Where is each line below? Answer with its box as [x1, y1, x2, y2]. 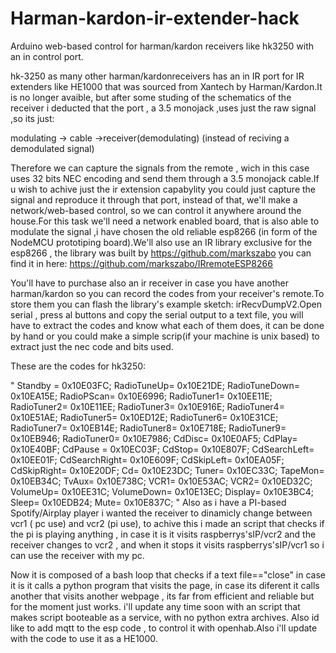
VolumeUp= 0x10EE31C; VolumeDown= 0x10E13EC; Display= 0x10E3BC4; [10, 485, 315, 497]
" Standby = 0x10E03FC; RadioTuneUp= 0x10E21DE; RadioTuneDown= [10, 379, 300, 391]
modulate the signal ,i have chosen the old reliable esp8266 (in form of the [10, 225, 318, 237]
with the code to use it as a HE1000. [10, 632, 158, 644]
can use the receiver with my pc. [10, 549, 145, 561]
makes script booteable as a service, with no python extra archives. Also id [10, 611, 320, 623]
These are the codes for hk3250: [10, 360, 147, 372]
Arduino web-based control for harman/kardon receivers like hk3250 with [10, 40, 315, 52]
